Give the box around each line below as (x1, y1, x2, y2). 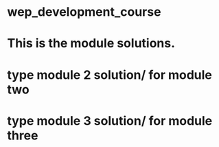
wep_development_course (7, 4, 161, 20)
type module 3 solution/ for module (7, 113, 213, 128)
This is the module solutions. (7, 36, 176, 52)
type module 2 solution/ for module (7, 67, 213, 82)
